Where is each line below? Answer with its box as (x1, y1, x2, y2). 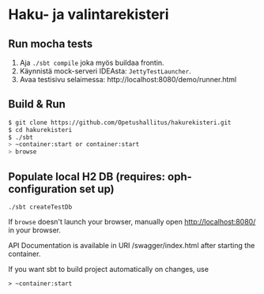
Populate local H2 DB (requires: (8, 170, 166, 183)
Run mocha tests (8, 37, 93, 51)
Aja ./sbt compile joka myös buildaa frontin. (19, 58, 164, 67)
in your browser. (8, 225, 62, 235)
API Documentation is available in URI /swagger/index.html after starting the (8, 241, 255, 250)
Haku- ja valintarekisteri (8, 6, 169, 24)
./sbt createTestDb (8, 203, 73, 211)
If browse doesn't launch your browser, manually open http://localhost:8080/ (8, 217, 256, 226)
